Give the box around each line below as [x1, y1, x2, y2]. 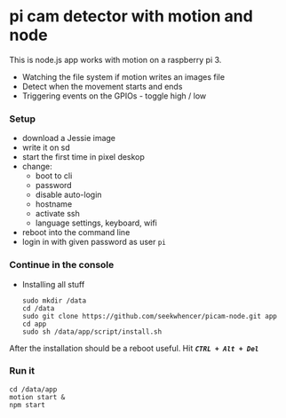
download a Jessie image [21, 133, 116, 144]
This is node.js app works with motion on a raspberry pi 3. [9, 54, 222, 65]
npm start [9, 400, 46, 409]
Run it [9, 365, 36, 377]
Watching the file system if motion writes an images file [21, 71, 225, 82]
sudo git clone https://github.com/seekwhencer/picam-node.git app [21, 312, 277, 320]
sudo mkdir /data [21, 296, 87, 305]
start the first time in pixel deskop [21, 152, 145, 162]
